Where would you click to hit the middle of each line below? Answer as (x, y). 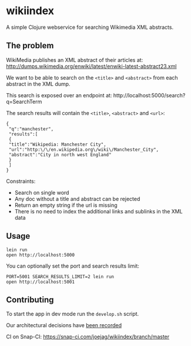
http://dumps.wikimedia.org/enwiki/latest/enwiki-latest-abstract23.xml (91, 66)
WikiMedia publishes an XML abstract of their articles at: (75, 60)
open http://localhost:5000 (41, 255)
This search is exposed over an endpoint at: (59, 95)
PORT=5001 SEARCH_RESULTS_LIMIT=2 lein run (60, 276)
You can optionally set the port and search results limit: (73, 266)
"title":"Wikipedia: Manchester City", (58, 144)
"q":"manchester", (31, 129)
